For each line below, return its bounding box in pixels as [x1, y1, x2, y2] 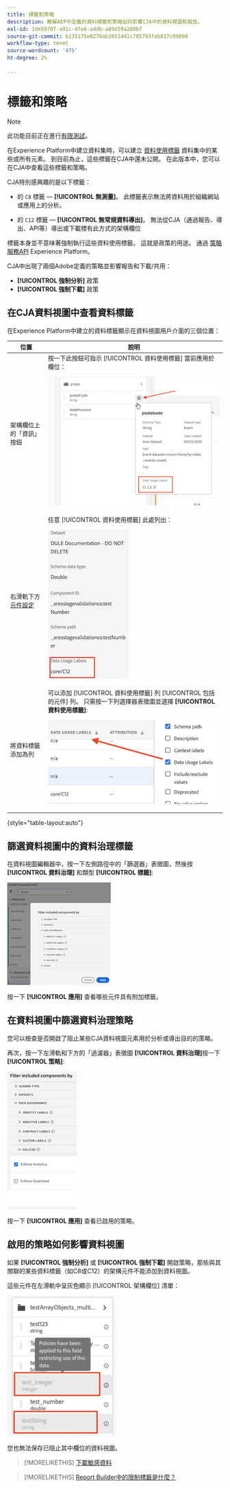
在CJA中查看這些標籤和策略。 [7, 163, 91, 171]
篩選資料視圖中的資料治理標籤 [7, 840, 133, 852]
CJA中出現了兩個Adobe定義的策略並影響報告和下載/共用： [7, 261, 172, 270]
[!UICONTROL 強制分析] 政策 [16, 276, 99, 285]
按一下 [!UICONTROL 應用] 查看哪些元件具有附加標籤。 [7, 993, 162, 1001]
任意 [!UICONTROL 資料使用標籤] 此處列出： [47, 515, 172, 524]
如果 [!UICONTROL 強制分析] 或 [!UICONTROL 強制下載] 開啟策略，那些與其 [7, 1258, 221, 1267]
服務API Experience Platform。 [7, 247, 94, 255]
